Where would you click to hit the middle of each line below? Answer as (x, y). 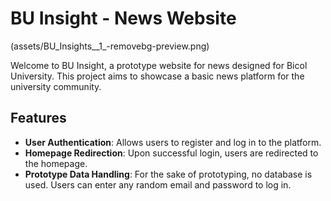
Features (38, 118)
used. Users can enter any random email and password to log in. (158, 184)
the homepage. (56, 163)
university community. (56, 86)
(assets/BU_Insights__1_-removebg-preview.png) (110, 46)
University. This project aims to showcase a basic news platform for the (157, 76)
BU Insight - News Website (123, 18)
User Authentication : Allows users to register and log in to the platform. (173, 142)
